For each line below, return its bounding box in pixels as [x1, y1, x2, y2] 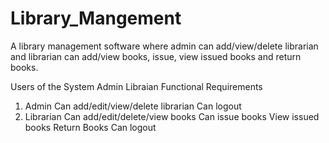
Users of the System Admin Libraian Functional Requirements [10, 80, 263, 92]
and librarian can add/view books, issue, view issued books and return [10, 50, 302, 62]
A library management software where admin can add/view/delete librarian [10, 40, 319, 52]
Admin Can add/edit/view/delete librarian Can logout [24, 100, 242, 112]
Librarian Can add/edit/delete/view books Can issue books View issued [24, 110, 320, 122]
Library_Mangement [10, 7, 182, 30]
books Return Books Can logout [24, 121, 157, 133]
